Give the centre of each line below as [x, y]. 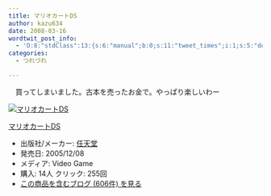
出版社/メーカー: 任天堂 [59, 143]
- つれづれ [31, 61]
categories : [28, 53]
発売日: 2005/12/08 [52, 153]
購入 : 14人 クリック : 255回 [63, 173]
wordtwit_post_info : [43, 38]
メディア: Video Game [56, 163]
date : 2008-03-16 [38, 31]
